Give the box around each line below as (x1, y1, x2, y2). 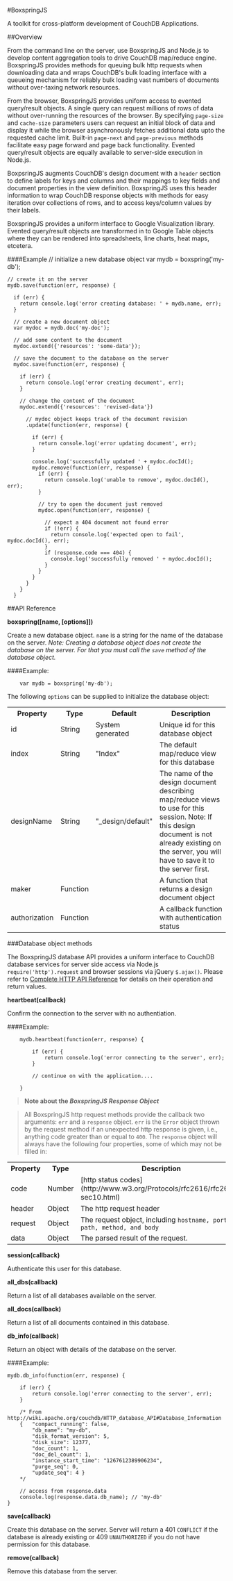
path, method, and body (80, 1224, 159, 1232)
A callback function (159, 904, 223, 913)
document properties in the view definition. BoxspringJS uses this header (7, 184, 217, 192)
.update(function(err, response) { (25, 422, 129, 429)
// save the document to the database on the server (13, 355, 169, 362)
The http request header (80, 1204, 160, 1213)
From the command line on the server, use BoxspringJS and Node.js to (7, 47, 209, 54)
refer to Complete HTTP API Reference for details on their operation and (7, 975, 214, 983)
